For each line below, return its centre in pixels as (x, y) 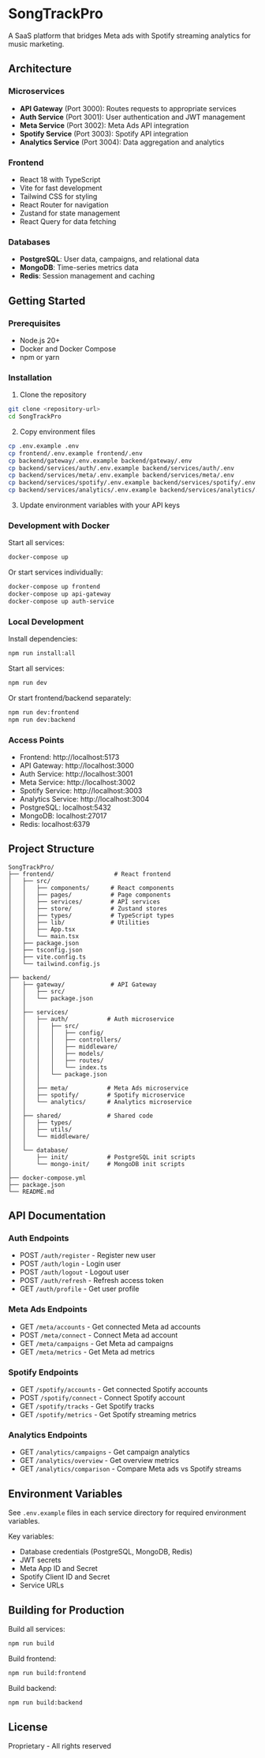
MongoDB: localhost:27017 (63, 815)
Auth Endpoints (39, 1238)
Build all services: (37, 1629)
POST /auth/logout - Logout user (74, 1272)
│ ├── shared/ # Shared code (81, 1116)
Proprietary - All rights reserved (60, 1746)
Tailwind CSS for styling (58, 196)
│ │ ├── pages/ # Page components (90, 895)
